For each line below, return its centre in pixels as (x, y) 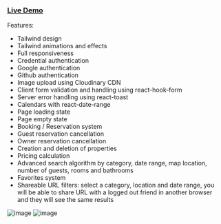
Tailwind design (39, 39)
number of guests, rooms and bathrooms (75, 170)
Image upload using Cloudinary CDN (69, 83)
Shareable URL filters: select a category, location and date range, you (116, 185)
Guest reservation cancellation (61, 134)
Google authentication (49, 68)
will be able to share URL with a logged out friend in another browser (115, 192)
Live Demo (25, 10)
